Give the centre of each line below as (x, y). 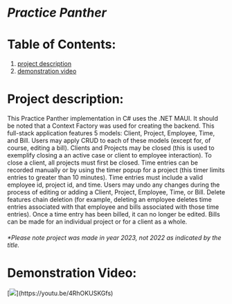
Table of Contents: (62, 45)
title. (14, 245)
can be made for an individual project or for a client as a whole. (97, 222)
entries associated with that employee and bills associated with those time (113, 207)
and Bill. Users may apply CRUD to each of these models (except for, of (109, 141)
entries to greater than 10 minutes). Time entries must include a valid (105, 178)
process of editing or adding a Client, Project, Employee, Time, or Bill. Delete (116, 192)
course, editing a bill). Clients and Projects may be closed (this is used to (111, 148)
